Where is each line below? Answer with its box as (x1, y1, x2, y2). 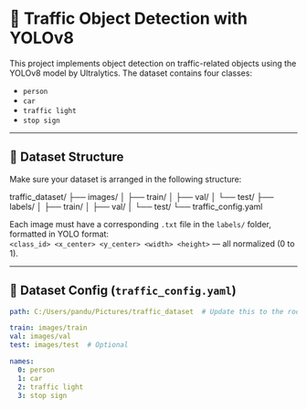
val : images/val (9, 332, 71, 341)
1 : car (17, 373, 43, 383)
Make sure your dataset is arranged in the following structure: (9, 173, 242, 184)
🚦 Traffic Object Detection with (9, 8, 249, 29)
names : (9, 357, 35, 366)
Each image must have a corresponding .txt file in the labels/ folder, (9, 218, 272, 229)
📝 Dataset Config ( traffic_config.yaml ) (9, 283, 237, 299)
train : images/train (9, 323, 89, 332)
